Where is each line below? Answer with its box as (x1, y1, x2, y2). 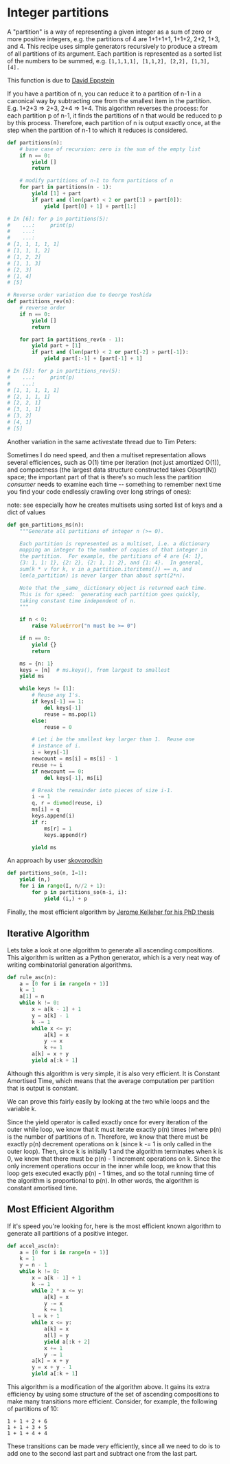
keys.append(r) (43, 831, 88, 838)
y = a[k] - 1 (32, 1012, 69, 1019)
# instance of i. (32, 743, 81, 750)
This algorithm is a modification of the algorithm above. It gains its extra (7, 1383, 210, 1391)
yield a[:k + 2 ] (43, 1338, 91, 1345)
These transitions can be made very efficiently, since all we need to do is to (7, 1442, 221, 1450)
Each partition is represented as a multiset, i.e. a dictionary (19, 540, 211, 547)
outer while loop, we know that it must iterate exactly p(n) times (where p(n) (7, 1125, 222, 1133)
